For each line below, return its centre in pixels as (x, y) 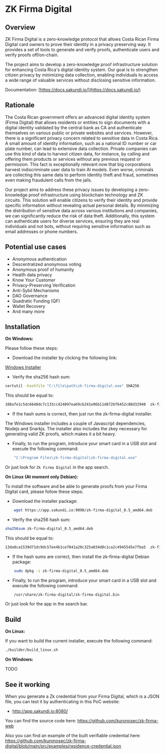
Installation (23, 327)
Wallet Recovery (29, 306)
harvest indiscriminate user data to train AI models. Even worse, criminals (79, 169)
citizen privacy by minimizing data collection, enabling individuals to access (82, 75)
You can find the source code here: (41, 720)
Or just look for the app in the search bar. (47, 604)
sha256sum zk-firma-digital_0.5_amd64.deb (49, 528)
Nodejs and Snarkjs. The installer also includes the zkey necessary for (76, 429)
